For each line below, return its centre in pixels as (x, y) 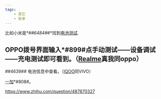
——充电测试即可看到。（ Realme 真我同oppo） (74, 59)
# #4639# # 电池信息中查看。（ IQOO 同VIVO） (49, 71)
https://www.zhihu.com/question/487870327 (50, 91)
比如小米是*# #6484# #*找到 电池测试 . (42, 33)
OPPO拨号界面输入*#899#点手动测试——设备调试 (80, 50)
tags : (10, 9)
